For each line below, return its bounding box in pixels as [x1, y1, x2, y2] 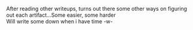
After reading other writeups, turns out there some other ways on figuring [6, 5, 187, 12]
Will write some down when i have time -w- [6, 18, 113, 25]
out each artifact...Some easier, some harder [6, 11, 116, 19]
